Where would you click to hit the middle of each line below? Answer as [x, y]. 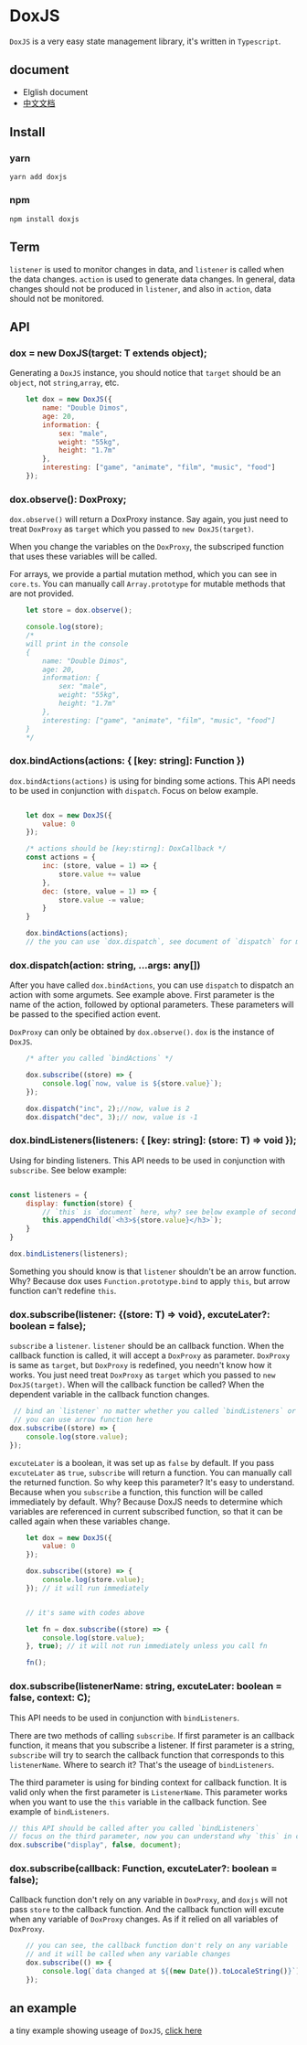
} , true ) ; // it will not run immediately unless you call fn [147, 1646]
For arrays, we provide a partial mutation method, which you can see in [143, 574]
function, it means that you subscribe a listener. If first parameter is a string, [152, 1745]
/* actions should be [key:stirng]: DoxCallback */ [126, 849]
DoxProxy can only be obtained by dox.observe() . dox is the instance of [142, 1032]
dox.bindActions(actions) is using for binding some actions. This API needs [153, 781]
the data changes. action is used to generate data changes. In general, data [152, 279]
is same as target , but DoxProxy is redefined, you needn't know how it [141, 1365]
